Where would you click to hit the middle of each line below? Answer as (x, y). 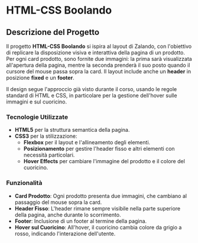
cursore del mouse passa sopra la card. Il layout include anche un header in (99, 71)
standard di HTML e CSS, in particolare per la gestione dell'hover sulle (92, 95)
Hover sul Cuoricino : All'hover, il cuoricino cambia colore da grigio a (98, 227)
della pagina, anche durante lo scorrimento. (68, 215)
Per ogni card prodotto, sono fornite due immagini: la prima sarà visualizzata (99, 59)
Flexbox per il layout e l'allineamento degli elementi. (87, 142)
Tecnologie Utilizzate (37, 117)
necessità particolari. (49, 155)
